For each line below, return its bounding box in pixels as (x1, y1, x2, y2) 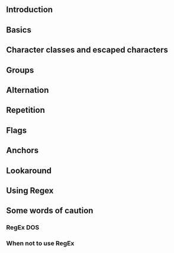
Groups (6, 65, 34, 75)
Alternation (6, 85, 49, 95)
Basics (6, 25, 31, 35)
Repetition (6, 105, 46, 115)
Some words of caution (6, 206, 94, 216)
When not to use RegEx (6, 239, 75, 248)
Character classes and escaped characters (6, 45, 169, 55)
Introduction (6, 5, 53, 15)
